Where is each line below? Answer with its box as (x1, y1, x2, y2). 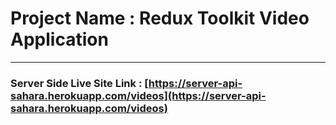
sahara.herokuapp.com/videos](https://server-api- (10, 88, 267, 102)
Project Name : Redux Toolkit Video (10, 7, 310, 30)
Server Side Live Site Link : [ (10, 76, 149, 90)
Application (10, 28, 109, 51)
